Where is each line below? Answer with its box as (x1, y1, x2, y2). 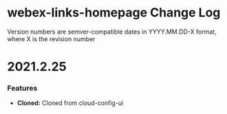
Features (7, 84, 38, 93)
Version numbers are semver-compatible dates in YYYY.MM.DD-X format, (7, 27, 217, 36)
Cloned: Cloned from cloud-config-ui (17, 99, 124, 107)
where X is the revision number (7, 34, 96, 43)
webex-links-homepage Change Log (7, 5, 221, 21)
